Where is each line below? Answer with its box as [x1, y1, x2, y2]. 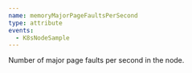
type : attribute [8, 19, 63, 27]
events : [8, 26, 35, 34]
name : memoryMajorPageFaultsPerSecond [8, 11, 138, 20]
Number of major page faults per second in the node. [8, 56, 185, 65]
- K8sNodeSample [15, 33, 70, 42]
